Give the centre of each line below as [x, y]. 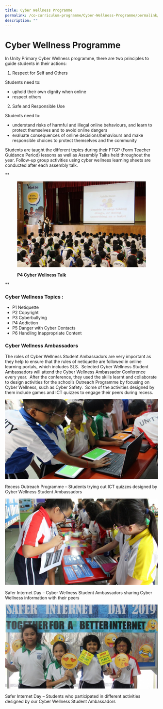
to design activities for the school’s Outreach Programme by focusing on [77, 382]
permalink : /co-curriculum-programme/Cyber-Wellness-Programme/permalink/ [82, 15]
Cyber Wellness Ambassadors [42, 346]
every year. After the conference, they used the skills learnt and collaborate [81, 377]
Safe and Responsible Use [38, 106]
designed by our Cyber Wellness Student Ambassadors [60, 701]
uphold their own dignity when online [49, 92]
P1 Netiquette [25, 307]
